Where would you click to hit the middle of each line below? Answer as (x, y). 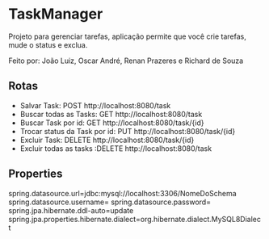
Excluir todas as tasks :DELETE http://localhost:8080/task (116, 148)
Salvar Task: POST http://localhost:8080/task (95, 105)
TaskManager (56, 14)
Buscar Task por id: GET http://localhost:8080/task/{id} (112, 123)
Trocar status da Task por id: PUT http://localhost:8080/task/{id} (128, 131)
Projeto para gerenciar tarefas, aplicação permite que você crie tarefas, (127, 36)
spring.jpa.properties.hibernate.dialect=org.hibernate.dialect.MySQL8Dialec (134, 219)
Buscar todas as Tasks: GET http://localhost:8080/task (111, 114)
